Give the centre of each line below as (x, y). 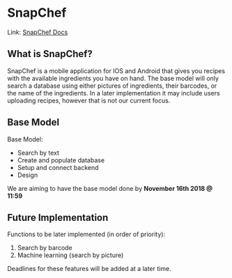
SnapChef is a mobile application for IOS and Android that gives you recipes (116, 70)
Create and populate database (61, 160)
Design (28, 175)
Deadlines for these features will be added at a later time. (90, 269)
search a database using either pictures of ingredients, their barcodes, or (112, 86)
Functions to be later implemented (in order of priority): (86, 234)
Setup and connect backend (58, 167)
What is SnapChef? (50, 54)
